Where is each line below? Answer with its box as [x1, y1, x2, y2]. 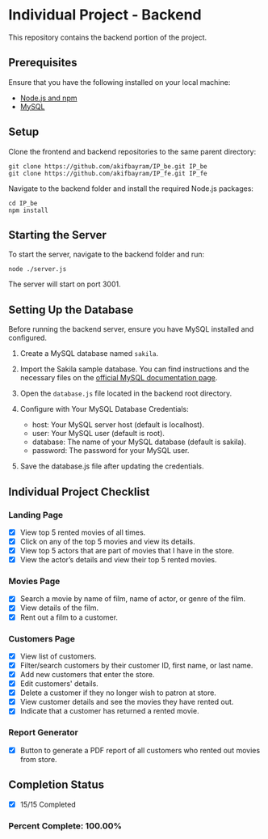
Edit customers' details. [19, 679, 98, 689]
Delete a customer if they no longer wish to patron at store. [19, 688, 216, 697]
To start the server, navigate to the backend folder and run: [8, 249, 205, 260]
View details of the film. [19, 603, 99, 612]
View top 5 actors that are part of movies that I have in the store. [19, 546, 235, 555]
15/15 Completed [19, 799, 76, 809]
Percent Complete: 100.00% [8, 820, 123, 831]
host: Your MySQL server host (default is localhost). [31, 420, 204, 430]
